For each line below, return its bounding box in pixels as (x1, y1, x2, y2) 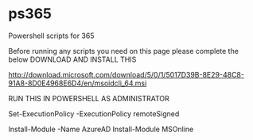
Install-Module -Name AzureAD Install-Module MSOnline (8, 124, 194, 134)
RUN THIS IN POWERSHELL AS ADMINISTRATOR (8, 93, 169, 103)
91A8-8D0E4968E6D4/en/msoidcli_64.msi (8, 78, 147, 88)
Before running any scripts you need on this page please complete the (8, 46, 239, 55)
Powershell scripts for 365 (8, 31, 95, 40)
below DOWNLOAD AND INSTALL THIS (8, 55, 137, 64)
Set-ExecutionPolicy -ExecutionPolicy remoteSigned (8, 108, 180, 119)
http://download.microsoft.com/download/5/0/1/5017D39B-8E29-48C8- (8, 70, 245, 79)
